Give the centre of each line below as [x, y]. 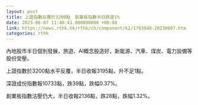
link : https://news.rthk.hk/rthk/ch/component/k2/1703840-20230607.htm [96, 28]
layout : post [22, 12]
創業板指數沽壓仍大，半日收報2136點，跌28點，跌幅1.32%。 [80, 96]
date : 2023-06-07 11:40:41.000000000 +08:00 [62, 22]
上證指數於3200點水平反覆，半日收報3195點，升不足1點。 [76, 71]
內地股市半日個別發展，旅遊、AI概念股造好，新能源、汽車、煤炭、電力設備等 [99, 51]
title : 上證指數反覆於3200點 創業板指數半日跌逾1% [63, 17]
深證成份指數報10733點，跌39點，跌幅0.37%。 [64, 84]
